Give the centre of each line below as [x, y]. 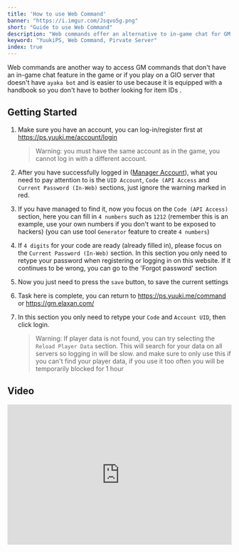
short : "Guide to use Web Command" [60, 27]
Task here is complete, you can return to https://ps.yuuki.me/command [122, 296]
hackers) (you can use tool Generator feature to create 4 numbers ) [113, 231]
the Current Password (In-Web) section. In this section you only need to [122, 253]
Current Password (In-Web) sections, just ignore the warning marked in [122, 187]
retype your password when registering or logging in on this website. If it [124, 260]
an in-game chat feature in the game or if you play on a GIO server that [111, 75]
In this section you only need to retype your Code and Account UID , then [122, 317]
